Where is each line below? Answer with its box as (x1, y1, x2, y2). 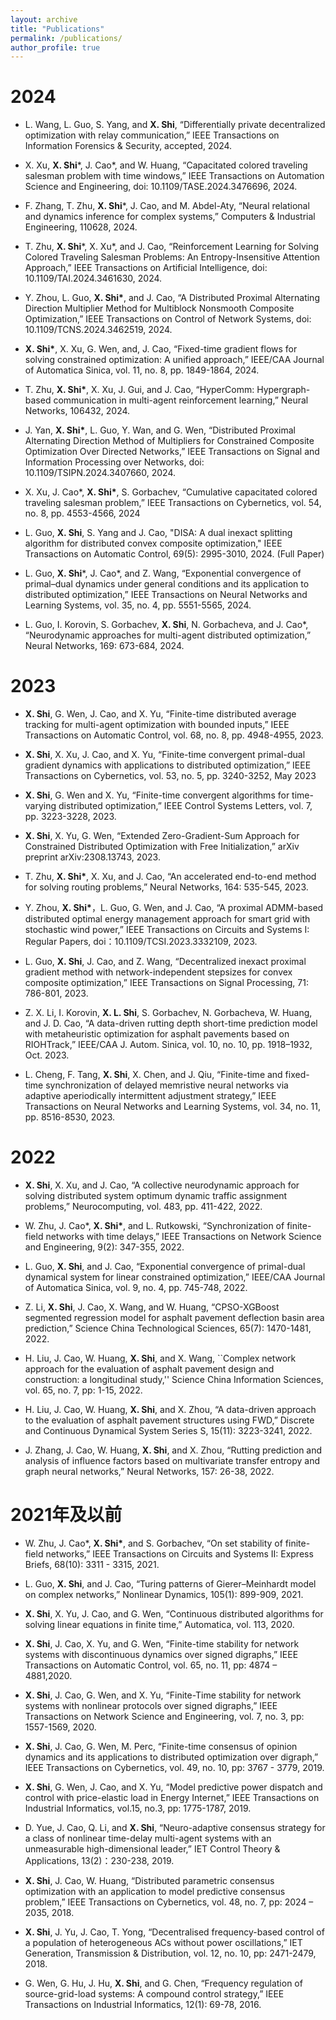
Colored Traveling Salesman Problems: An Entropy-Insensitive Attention (24, 251, 321, 263)
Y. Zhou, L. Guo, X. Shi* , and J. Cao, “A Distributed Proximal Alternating (24, 292, 320, 304)
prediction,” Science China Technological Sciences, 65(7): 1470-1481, (24, 1322, 312, 1335)
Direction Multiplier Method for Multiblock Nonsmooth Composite (24, 302, 295, 315)
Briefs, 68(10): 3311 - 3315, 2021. (24, 1559, 160, 1570)
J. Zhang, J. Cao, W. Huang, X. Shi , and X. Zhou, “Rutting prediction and (24, 1444, 323, 1456)
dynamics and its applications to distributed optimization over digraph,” (24, 1751, 319, 1763)
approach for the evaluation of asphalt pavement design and (24, 1363, 275, 1375)
